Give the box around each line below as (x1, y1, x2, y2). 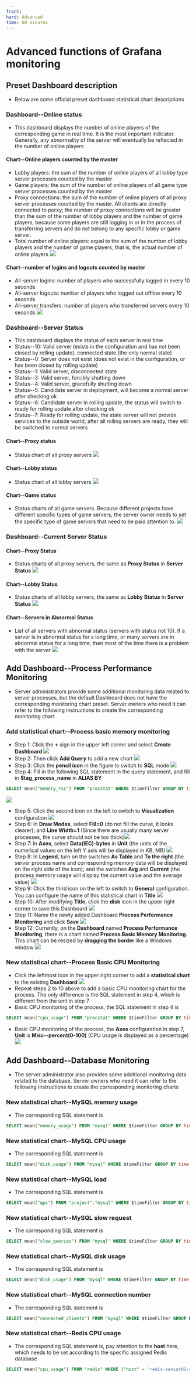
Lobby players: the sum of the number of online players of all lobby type (14, 169, 188, 176)
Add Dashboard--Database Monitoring (6, 1056, 150, 1066)
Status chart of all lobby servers (14, 478, 92, 485)
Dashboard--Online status (6, 111, 83, 119)
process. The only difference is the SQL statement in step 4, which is (14, 991, 180, 998)
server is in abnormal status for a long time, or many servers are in (14, 633, 175, 640)
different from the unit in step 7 (14, 997, 89, 1004)
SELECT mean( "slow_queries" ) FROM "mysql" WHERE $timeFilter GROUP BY (6, 1239, 181, 1244)
